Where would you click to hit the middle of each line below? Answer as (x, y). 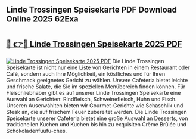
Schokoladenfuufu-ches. (37, 131)
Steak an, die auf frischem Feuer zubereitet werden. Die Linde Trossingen (97, 112)
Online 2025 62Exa (42, 19)
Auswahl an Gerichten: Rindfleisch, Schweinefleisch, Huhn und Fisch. (91, 99)
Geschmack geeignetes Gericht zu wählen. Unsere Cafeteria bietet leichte (97, 80)
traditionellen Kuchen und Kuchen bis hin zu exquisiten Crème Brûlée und (96, 124)
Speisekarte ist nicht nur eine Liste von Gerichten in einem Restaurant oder (98, 67)
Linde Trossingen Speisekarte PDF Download (91, 10)
